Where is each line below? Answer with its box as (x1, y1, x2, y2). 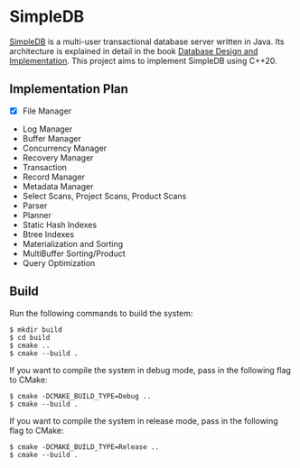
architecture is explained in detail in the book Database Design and (9, 45, 258, 56)
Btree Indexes (22, 228, 75, 240)
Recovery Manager (22, 151, 94, 163)
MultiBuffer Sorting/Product (22, 248, 127, 259)
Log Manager (22, 124, 73, 134)
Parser (22, 200, 48, 211)
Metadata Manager (22, 180, 94, 191)
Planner (22, 209, 52, 220)
